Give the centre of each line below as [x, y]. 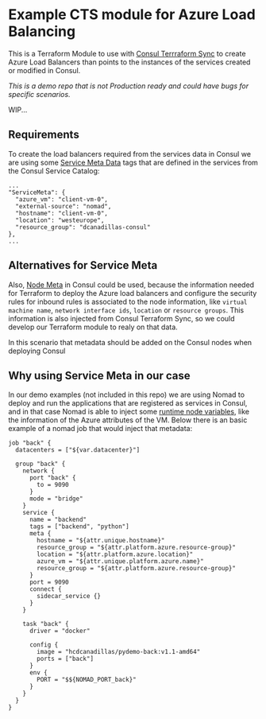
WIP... [18, 110]
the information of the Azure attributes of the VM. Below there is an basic [128, 420]
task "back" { [46, 624]
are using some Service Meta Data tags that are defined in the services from [133, 162]
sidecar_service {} [69, 597]
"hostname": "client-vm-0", [62, 213]
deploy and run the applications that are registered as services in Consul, [128, 403]
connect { [45, 589]
